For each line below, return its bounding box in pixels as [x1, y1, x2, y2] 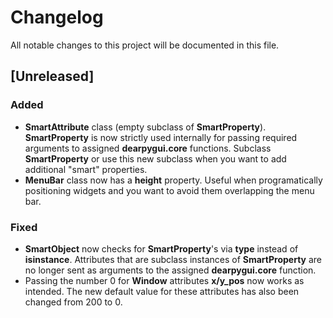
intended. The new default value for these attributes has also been [24, 285, 300, 297]
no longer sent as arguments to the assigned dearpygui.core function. [24, 264, 317, 276]
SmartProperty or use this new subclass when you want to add [24, 152, 287, 165]
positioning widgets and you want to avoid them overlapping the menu [24, 184, 315, 196]
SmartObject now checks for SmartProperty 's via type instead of [24, 242, 299, 255]
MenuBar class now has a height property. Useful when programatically [24, 174, 323, 186]
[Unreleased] [10, 68, 95, 85]
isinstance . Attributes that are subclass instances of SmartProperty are [24, 253, 323, 265]
